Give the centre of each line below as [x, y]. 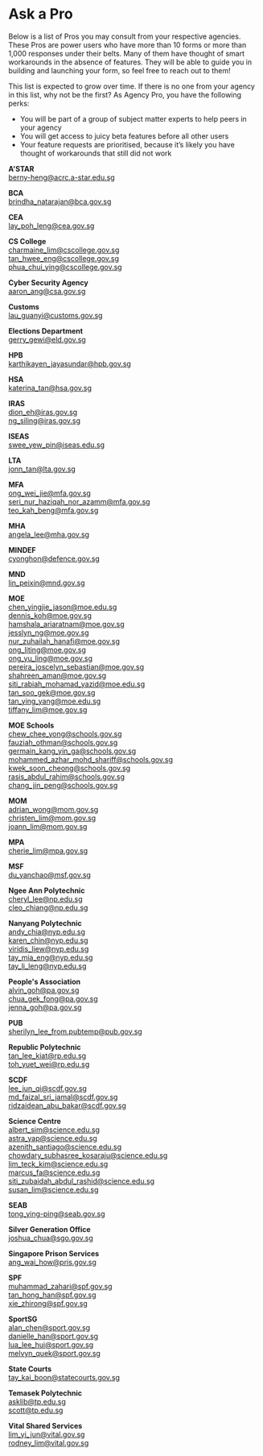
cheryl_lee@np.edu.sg [45, 898]
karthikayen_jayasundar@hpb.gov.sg [70, 363]
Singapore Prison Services [54, 1253]
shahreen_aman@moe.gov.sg [58, 675]
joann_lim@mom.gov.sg [48, 826]
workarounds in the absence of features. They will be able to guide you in [130, 62]
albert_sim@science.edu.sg [54, 1130]
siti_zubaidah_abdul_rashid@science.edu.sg [82, 1180]
